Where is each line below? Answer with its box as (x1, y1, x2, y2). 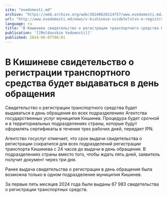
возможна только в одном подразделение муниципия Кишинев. (5, 171, 142, 177)
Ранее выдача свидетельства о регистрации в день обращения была (5, 166, 153, 172)
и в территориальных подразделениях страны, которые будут (5, 120, 138, 126)
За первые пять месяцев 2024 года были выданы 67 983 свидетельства (5, 181, 159, 187)
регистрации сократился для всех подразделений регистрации (5, 140, 141, 147)
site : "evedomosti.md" (5, 7, 52, 12)
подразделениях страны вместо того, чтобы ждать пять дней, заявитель (5, 151, 160, 157)
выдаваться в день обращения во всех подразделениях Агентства (5, 110, 147, 116)
